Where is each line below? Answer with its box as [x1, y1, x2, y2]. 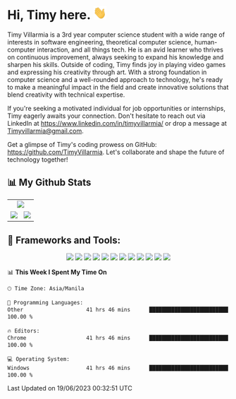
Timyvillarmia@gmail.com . [7, 126, 85, 135]
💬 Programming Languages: [7, 299, 83, 306]
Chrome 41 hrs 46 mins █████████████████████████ [7, 335, 229, 342]
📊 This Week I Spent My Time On [7, 268, 107, 277]
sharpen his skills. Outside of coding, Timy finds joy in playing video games [7, 60, 226, 69]
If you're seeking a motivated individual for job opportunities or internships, [7, 104, 225, 112]
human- [194, 37, 218, 46]
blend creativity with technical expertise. [7, 90, 125, 99]
